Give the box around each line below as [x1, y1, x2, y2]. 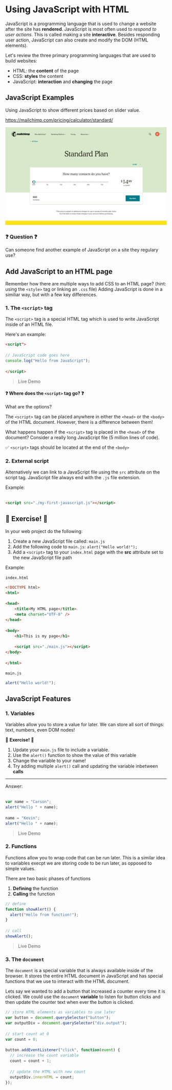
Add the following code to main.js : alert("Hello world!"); [12, 543, 138, 549]
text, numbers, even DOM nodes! [5, 727, 75, 733]
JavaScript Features [5, 694, 71, 703]
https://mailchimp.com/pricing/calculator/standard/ [5, 117, 114, 123]
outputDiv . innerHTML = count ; [10, 1075, 74, 1080]
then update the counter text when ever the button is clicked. [5, 999, 134, 1005]
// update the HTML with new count [10, 1069, 86, 1074]
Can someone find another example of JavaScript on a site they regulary [5, 247, 159, 253]
